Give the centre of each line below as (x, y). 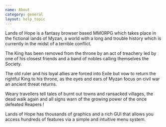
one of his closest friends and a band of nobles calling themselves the (77, 59)
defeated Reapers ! (25, 105)
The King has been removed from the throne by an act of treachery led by (81, 53)
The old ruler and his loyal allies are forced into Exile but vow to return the (81, 74)
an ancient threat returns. (31, 84)
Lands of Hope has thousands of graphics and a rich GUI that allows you (80, 114)
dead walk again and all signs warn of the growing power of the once (76, 99)
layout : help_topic (25, 19)
